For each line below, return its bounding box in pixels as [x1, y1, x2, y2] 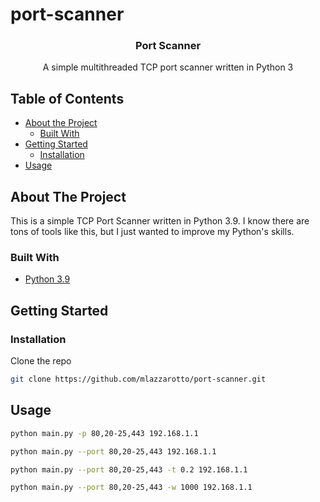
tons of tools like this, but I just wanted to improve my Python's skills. [10, 226, 295, 238]
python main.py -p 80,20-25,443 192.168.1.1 [10, 428, 199, 438]
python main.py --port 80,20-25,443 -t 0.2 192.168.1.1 [10, 464, 248, 475]
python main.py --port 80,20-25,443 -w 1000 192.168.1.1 [10, 483, 253, 493]
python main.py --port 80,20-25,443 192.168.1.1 [10, 446, 217, 457]
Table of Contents [10, 90, 125, 107]
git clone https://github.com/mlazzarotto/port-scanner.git [10, 374, 267, 385]
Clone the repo [10, 355, 72, 367]
